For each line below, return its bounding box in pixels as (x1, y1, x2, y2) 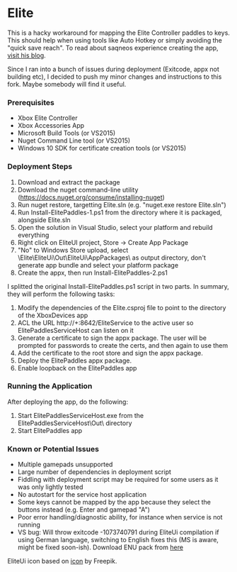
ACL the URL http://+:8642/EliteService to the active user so (17, 318, 194, 327)
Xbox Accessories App (17, 121, 85, 130)
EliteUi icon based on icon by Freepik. (7, 557, 117, 566)
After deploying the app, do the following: (7, 397, 129, 406)
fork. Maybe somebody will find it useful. (7, 79, 127, 88)
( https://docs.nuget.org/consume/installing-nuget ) (17, 193, 165, 202)
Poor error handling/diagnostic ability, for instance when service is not (17, 513, 223, 522)
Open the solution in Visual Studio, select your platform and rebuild (17, 223, 214, 231)
